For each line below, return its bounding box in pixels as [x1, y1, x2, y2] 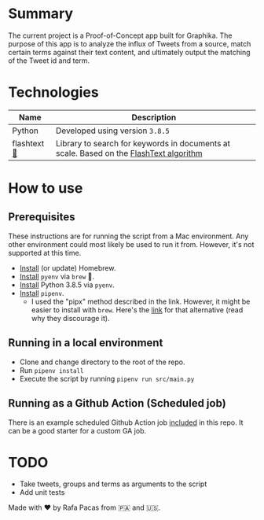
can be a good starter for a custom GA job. [8, 426, 147, 435]
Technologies [8, 83, 100, 101]
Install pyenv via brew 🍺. [19, 271, 95, 281]
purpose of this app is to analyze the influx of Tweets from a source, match [8, 39, 251, 48]
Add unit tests [19, 488, 65, 497]
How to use [8, 179, 83, 197]
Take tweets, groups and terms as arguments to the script [19, 479, 207, 489]
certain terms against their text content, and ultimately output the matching [8, 47, 251, 57]
